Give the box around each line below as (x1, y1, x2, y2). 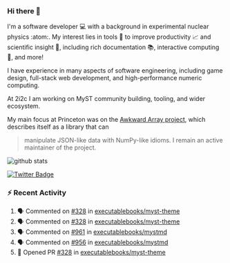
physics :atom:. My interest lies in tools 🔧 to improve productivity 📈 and (7, 33, 211, 41)
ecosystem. (7, 102, 41, 110)
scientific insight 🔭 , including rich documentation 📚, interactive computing (7, 43, 220, 51)
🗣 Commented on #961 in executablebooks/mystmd (17, 228, 168, 236)
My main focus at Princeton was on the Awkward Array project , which (7, 116, 206, 124)
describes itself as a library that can (7, 123, 109, 131)
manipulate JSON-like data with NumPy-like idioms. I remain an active (23, 136, 223, 145)
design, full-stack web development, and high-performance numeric (7, 74, 202, 82)
